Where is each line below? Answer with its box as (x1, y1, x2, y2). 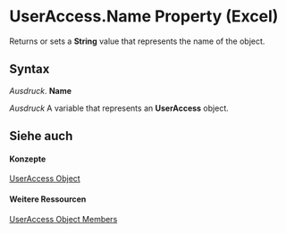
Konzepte (9, 154, 46, 164)
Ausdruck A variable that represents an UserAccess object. (9, 103, 230, 113)
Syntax (9, 62, 50, 77)
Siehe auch (9, 129, 73, 144)
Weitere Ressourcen (9, 194, 87, 204)
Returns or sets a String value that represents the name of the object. (9, 36, 265, 46)
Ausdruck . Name (9, 85, 72, 96)
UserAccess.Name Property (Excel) (9, 6, 279, 27)
